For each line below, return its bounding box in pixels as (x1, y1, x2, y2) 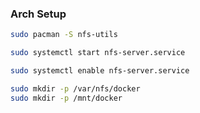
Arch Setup (10, 7, 67, 21)
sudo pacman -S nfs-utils (10, 30, 118, 40)
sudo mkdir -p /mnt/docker (10, 93, 123, 103)
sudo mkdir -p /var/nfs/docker (10, 83, 141, 94)
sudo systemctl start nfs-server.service (10, 48, 186, 58)
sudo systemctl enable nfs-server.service (10, 66, 190, 76)
